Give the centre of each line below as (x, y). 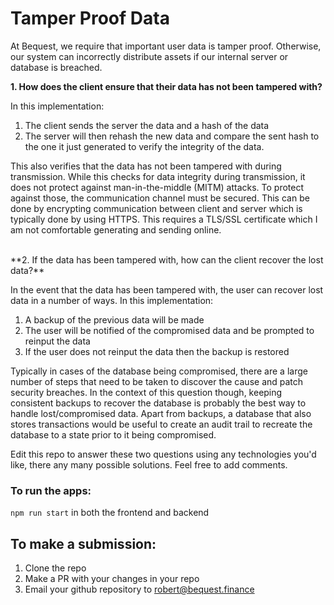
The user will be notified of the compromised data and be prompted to (169, 330)
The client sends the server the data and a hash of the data (147, 125)
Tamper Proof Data (90, 18)
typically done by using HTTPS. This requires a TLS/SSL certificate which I (164, 219)
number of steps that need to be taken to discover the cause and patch (157, 381)
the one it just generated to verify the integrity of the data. (144, 146)
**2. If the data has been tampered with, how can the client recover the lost (167, 259)
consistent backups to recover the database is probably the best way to (158, 403)
